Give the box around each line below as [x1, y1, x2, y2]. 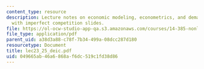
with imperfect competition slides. [12, 20, 104, 26]
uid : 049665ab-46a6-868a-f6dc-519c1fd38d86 [6, 53, 118, 59]
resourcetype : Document [6, 43, 67, 49]
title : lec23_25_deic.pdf [6, 48, 72, 54]
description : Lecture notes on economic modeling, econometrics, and [6, 14, 186, 20]
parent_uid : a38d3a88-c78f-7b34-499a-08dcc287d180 [6, 37, 137, 43]
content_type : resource [6, 8, 67, 15]
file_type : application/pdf [6, 31, 78, 37]
